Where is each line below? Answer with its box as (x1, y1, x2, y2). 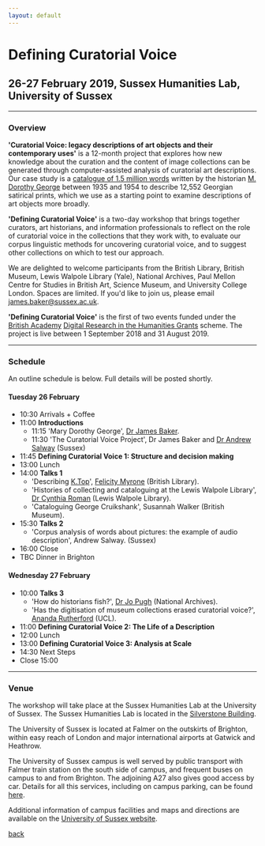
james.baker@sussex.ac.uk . (8, 296, 99, 306)
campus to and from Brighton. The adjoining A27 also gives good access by (8, 772, 255, 783)
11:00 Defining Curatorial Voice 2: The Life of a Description (19, 621, 215, 631)
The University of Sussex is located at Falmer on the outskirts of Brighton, (8, 724, 248, 734)
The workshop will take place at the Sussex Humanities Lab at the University (8, 701, 257, 710)
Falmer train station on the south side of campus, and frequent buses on (8, 765, 243, 774)
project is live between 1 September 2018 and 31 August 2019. (8, 329, 210, 338)
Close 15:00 (19, 655, 58, 665)
